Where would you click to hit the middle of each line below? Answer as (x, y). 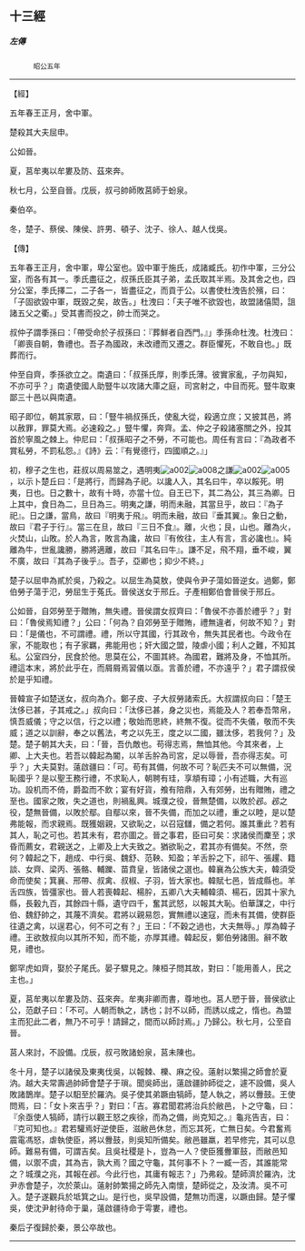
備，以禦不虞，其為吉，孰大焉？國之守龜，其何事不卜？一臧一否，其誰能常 (148, 1163)
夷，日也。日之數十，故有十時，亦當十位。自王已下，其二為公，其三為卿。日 (152, 493)
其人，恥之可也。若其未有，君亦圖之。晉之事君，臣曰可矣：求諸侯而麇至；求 (152, 835)
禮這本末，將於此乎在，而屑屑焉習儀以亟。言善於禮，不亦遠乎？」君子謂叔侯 (152, 668)
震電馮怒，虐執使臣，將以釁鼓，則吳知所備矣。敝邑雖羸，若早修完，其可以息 (152, 1140)
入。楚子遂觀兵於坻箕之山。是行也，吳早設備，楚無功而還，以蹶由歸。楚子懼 (152, 1197)
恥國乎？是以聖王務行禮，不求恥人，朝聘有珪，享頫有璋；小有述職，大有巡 (148, 778)
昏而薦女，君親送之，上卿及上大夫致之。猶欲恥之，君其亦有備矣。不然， (144, 847)
